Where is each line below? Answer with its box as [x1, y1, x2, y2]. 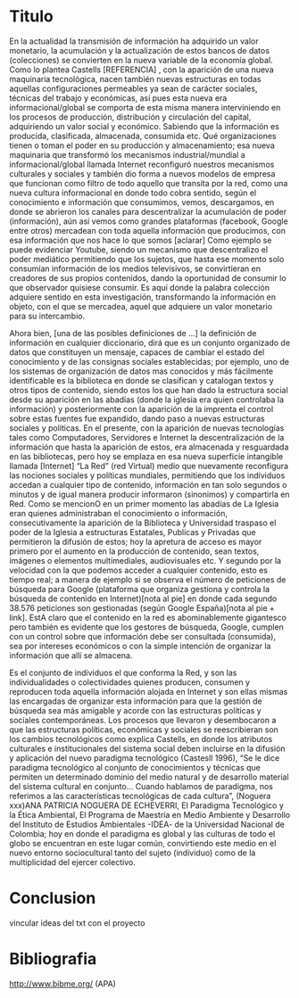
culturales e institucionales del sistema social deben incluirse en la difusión [9, 743, 286, 754]
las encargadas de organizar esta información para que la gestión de [9, 696, 262, 706]
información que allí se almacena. [9, 649, 133, 661]
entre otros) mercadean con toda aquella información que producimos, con [9, 225, 286, 235]
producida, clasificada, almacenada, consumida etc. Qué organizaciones [9, 130, 277, 141]
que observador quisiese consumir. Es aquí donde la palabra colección [9, 282, 270, 293]
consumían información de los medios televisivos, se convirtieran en [9, 263, 262, 274]
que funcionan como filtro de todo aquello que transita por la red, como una [9, 177, 288, 188]
